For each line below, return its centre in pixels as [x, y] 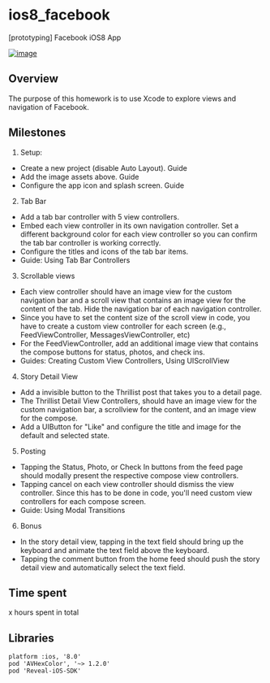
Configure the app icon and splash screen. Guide [102, 185]
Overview [34, 79]
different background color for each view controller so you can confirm [139, 234]
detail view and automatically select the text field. [103, 568]
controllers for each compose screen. [83, 501]
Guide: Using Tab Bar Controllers [75, 260]
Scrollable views [47, 276]
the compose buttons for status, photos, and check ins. [112, 352]
